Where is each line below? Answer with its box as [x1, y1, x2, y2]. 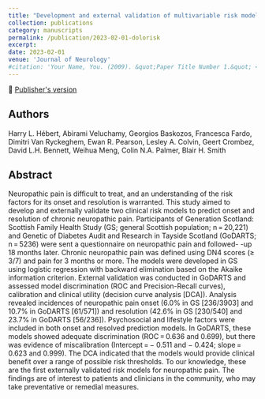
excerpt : [8, 41, 37, 49]
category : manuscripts [8, 26, 83, 34]
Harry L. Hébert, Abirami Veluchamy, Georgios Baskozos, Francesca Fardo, [8, 128, 252, 138]
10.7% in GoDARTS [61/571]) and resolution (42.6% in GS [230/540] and [8, 307, 243, 316]
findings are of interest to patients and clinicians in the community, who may [8, 374, 256, 383]
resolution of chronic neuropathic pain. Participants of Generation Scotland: [8, 214, 254, 224]
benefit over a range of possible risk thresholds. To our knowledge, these [8, 357, 247, 367]
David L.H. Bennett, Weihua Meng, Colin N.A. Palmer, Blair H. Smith [8, 145, 226, 155]
